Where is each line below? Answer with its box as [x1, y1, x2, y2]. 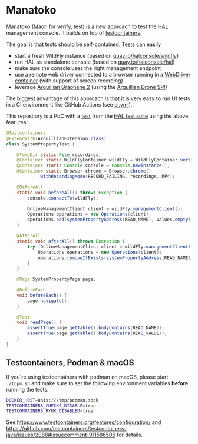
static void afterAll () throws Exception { [16, 238, 126, 244]
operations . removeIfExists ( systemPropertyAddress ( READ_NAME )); [37, 254, 196, 261]
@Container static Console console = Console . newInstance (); [16, 163, 170, 168]
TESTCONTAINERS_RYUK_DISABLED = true [6, 408, 94, 414]
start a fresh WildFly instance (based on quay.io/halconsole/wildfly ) [14, 52, 179, 59]
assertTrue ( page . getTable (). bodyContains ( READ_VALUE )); [27, 330, 167, 336]
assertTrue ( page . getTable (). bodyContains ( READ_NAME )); [27, 325, 165, 331]
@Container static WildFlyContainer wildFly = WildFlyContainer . [16, 157, 181, 163]
